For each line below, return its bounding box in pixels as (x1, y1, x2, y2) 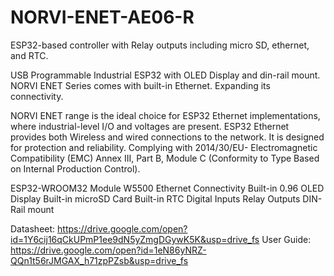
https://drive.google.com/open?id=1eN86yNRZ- (10, 244, 207, 256)
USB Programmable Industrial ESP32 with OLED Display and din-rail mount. (10, 69, 321, 81)
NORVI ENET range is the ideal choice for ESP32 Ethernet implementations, (10, 109, 321, 121)
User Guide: (261, 233, 312, 245)
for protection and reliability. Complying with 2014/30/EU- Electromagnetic (10, 141, 318, 153)
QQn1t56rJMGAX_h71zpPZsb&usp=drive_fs (10, 254, 189, 266)
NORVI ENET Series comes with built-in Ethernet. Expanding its (10, 79, 271, 91)
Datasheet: (10, 222, 56, 235)
